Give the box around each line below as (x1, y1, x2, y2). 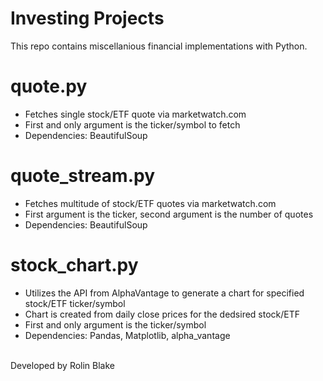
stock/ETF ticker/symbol (24, 297, 126, 309)
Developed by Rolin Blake (10, 359, 116, 371)
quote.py (10, 75, 88, 98)
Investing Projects (10, 7, 165, 30)
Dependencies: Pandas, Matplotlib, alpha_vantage (24, 329, 231, 341)
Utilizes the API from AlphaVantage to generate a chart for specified (24, 287, 305, 299)
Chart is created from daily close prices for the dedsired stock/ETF (24, 308, 301, 320)
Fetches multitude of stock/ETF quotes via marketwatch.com (24, 197, 277, 209)
